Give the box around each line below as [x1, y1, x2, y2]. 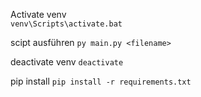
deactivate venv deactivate [10, 56, 124, 68]
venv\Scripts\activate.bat [10, 19, 123, 29]
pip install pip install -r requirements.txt [10, 75, 192, 87]
